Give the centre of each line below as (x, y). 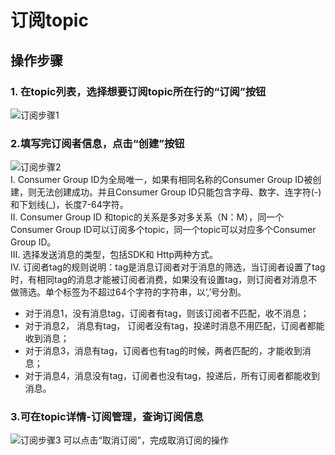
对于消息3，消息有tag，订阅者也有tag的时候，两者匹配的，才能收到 (163, 351)
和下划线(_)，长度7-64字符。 (69, 205)
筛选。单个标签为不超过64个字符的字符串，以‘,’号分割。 (132, 292)
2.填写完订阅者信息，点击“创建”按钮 (97, 143)
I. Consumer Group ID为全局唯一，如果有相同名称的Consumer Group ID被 (161, 180)
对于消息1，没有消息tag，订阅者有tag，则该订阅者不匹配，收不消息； (167, 313)
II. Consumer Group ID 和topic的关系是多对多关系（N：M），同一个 (147, 217)
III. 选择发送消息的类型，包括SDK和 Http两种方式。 (114, 255)
